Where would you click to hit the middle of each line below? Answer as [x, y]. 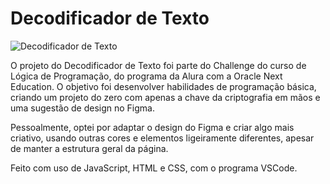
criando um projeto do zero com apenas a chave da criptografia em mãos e [165, 97]
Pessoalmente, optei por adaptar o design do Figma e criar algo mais [152, 127]
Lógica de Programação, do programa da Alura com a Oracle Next [146, 76]
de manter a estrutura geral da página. [89, 148]
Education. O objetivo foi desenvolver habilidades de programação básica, [163, 86]
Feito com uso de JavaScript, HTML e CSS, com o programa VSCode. [154, 168]
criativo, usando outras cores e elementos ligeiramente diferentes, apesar [162, 138]
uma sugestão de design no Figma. [82, 108]
